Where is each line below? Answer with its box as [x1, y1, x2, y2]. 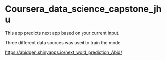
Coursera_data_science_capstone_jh [5, 3, 162, 15]
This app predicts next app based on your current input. [5, 30, 120, 36]
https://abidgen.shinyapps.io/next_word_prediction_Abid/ [5, 49, 123, 55]
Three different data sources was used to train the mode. [5, 39, 122, 45]
